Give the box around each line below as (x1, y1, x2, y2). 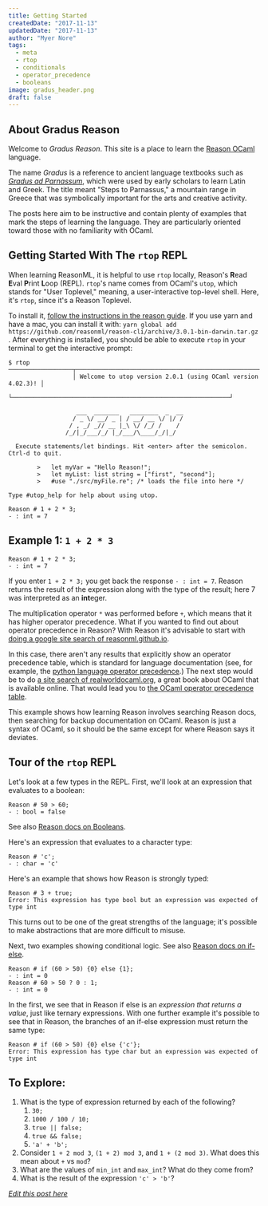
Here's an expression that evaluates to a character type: (8, 837, 193, 846)
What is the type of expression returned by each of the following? (19, 1098, 236, 1107)
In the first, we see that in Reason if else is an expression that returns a (8, 999, 242, 1009)
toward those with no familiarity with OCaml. (8, 226, 154, 235)
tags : (8, 41, 26, 49)
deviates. (8, 732, 38, 742)
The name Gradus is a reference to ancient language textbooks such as (8, 168, 243, 178)
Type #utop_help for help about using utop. (8, 491, 159, 499)
